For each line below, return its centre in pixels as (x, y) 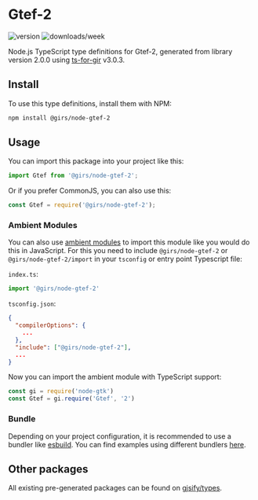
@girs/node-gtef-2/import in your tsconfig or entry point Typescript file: (125, 259)
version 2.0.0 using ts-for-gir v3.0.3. (67, 60)
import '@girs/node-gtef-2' (54, 289)
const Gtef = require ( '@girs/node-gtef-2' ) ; (82, 205)
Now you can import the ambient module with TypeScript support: (115, 377)
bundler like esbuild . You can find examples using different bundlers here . (127, 444)
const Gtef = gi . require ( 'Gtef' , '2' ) (71, 399)
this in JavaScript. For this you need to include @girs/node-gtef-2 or (118, 251)
